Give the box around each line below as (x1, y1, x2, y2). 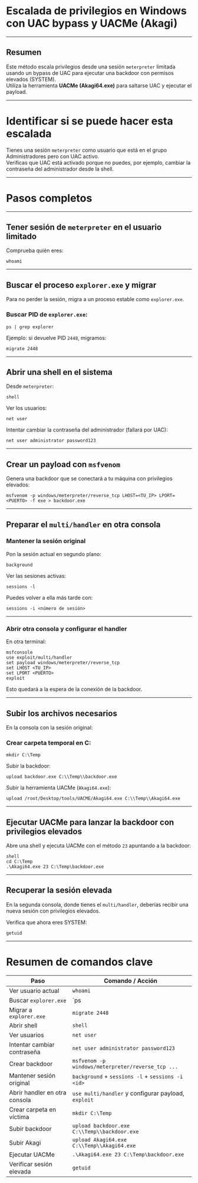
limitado (6, 231, 37, 241)
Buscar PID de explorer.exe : (6, 311, 88, 319)
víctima (9, 1113, 29, 1121)
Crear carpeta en (9, 1105, 57, 1113)
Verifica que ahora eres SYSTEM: (6, 919, 87, 926)
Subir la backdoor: (6, 763, 51, 770)
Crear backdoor (9, 1060, 53, 1068)
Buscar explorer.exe (9, 996, 67, 1004)
